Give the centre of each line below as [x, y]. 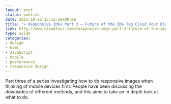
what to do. [17, 97]
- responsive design [27, 66]
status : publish [22, 15]
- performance [20, 62]
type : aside [18, 33]
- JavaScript [19, 52]
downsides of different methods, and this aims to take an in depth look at [82, 92]
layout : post [19, 10]
